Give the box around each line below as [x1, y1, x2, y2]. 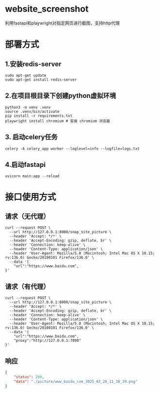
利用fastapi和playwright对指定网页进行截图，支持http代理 [5, 20, 120, 26]
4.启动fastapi [5, 161, 46, 169]
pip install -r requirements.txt [5, 113, 73, 118]
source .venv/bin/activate [5, 109, 60, 114]
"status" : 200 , [14, 375, 45, 379]
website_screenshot [5, 3, 89, 15]
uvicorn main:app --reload [5, 174, 60, 179]
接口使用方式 [5, 191, 57, 202]
